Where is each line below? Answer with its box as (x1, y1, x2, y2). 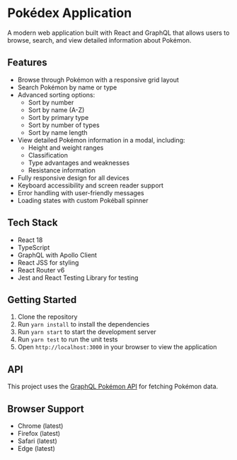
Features (7, 57, 47, 69)
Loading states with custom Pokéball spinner (17, 196, 149, 204)
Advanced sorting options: (17, 90, 96, 99)
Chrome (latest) (17, 422, 64, 430)
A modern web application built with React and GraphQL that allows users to (7, 28, 230, 37)
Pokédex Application (7, 5, 132, 21)
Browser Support (7, 402, 85, 415)
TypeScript (17, 243, 50, 251)
